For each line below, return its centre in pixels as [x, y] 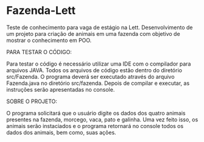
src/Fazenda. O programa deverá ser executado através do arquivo [90, 76]
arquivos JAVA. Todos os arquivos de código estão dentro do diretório [94, 70]
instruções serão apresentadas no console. [61, 89]
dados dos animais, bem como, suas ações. [62, 132]
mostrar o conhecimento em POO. [49, 40]
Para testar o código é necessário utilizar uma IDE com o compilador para [99, 64]
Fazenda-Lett [41, 11]
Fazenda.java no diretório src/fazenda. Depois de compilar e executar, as [98, 83]
